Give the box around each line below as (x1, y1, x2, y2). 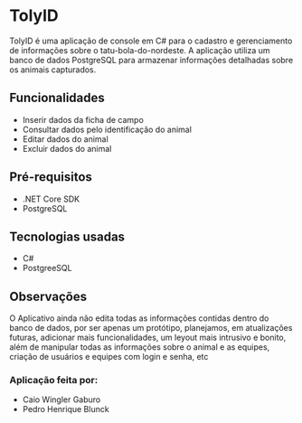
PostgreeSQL (22, 263, 72, 274)
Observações (9, 288, 88, 304)
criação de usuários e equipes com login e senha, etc (9, 352, 209, 362)
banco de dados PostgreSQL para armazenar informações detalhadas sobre (9, 54, 294, 65)
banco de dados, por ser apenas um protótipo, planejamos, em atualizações (9, 323, 293, 334)
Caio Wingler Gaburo (22, 394, 101, 405)
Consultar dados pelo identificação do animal (22, 124, 193, 135)
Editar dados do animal (22, 133, 109, 145)
